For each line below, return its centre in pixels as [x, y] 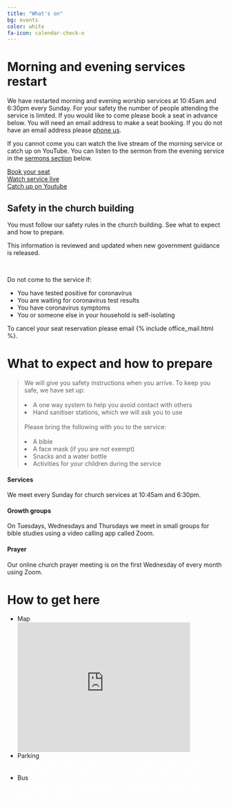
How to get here [53, 600]
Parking [28, 756]
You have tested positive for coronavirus [74, 293]
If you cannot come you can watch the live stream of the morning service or [115, 144]
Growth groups [29, 510]
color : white [26, 26]
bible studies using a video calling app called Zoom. [81, 534]
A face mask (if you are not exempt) [84, 449]
